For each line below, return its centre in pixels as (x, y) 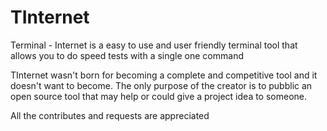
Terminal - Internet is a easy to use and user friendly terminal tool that (154, 45)
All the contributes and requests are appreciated (110, 115)
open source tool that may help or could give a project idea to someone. (159, 96)
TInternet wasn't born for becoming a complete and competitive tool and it (164, 75)
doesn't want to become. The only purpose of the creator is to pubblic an (161, 85)
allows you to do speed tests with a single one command (127, 55)
